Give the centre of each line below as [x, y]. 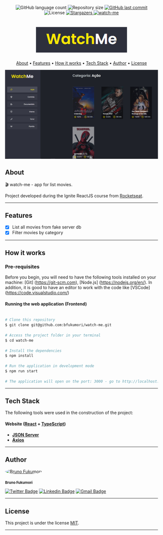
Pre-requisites [22, 266]
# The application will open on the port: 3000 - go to [63, 381]
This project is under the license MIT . [42, 523]
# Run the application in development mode [50, 366]
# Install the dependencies [33, 351]
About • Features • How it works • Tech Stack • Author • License [81, 63]
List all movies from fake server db [47, 227]
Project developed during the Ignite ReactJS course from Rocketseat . [74, 196]
